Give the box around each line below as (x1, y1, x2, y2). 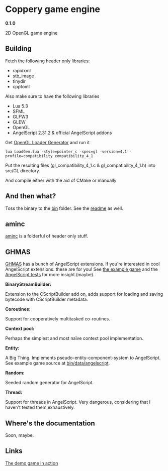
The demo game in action (5, 460, 58, 466)
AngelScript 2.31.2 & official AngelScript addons (12, 130, 112, 136)
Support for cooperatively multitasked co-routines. (5, 316, 111, 322)
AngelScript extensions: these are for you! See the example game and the (5, 266, 158, 272)
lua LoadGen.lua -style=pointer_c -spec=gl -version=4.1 (5, 149, 127, 154)
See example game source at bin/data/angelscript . (5, 360, 110, 366)
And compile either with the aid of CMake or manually (5, 177, 117, 183)
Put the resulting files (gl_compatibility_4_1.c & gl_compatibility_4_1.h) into (5, 162, 156, 168)
